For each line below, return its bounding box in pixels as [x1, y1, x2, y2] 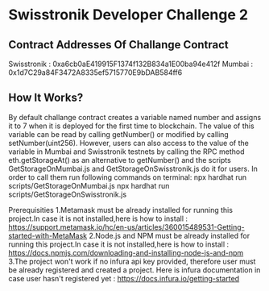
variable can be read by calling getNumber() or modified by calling [8, 129, 230, 139]
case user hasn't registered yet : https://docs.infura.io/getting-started [8, 273, 240, 283]
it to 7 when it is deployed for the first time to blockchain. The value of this [8, 121, 255, 131]
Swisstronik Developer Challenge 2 [8, 6, 248, 24]
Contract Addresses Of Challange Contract [8, 38, 230, 52]
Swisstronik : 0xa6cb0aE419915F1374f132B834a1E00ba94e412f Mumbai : [8, 59, 254, 69]
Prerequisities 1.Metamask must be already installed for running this [8, 205, 234, 214]
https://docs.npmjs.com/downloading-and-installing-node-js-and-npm [8, 247, 244, 257]
